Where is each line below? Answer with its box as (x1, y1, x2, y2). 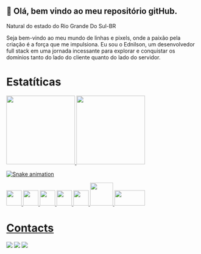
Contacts (6, 221, 54, 235)
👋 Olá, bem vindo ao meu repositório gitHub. (6, 6, 178, 16)
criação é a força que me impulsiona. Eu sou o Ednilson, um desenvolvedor (6, 40, 195, 48)
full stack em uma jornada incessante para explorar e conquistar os (6, 47, 175, 54)
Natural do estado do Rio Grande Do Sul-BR (6, 22, 116, 29)
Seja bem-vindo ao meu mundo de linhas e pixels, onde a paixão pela (6, 34, 181, 42)
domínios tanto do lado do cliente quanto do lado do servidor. (6, 53, 161, 61)
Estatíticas (6, 75, 62, 89)
